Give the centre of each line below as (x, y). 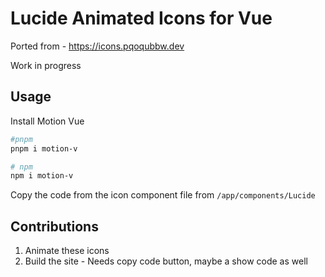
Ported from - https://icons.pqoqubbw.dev (97, 46)
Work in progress (46, 65)
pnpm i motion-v (44, 148)
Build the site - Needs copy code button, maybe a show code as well (166, 261)
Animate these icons (67, 251)
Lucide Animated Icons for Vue (141, 18)
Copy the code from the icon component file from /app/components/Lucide (163, 195)
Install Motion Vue (47, 121)
